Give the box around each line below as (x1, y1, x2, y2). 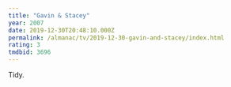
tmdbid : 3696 (8, 48, 51, 56)
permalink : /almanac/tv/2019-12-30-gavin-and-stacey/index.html (8, 33, 225, 42)
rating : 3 (8, 41, 41, 49)
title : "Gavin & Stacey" (8, 11, 90, 20)
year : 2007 (8, 19, 44, 27)
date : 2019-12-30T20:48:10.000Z (8, 26, 115, 34)
